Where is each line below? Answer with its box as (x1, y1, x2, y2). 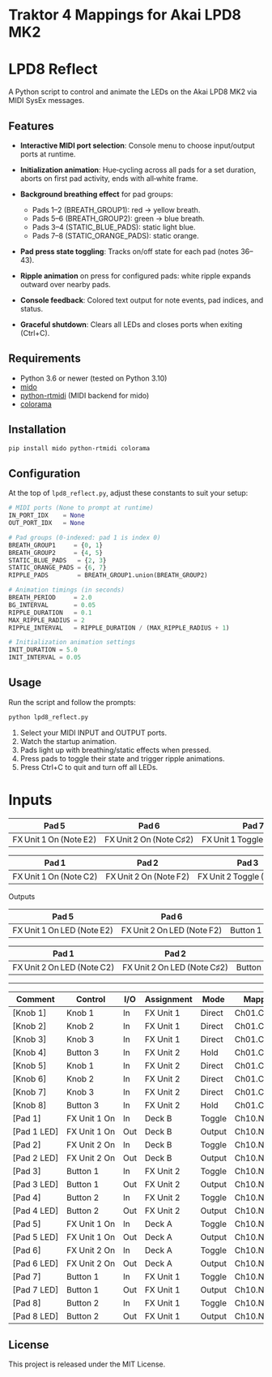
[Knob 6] (12, 1073, 47, 1084)
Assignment (144, 993, 193, 1005)
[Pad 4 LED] (12, 1205, 59, 1216)
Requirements (8, 351, 81, 366)
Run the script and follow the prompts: (8, 697, 136, 707)
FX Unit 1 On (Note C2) (12, 871, 99, 882)
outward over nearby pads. (19, 279, 111, 289)
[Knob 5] (12, 1060, 47, 1071)
